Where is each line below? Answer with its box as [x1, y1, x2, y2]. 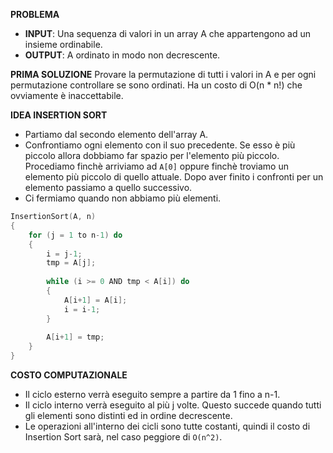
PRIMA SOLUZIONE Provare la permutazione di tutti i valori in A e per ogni [10, 69, 317, 80]
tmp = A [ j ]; [46, 258, 97, 268]
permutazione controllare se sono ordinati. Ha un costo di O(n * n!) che [10, 79, 303, 91]
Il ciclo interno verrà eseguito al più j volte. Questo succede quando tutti [24, 399, 322, 411]
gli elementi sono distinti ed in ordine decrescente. [24, 410, 233, 421]
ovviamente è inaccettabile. [10, 90, 124, 101]
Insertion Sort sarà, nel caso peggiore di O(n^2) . [24, 431, 223, 443]
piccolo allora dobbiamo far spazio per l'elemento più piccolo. [24, 150, 280, 161]
